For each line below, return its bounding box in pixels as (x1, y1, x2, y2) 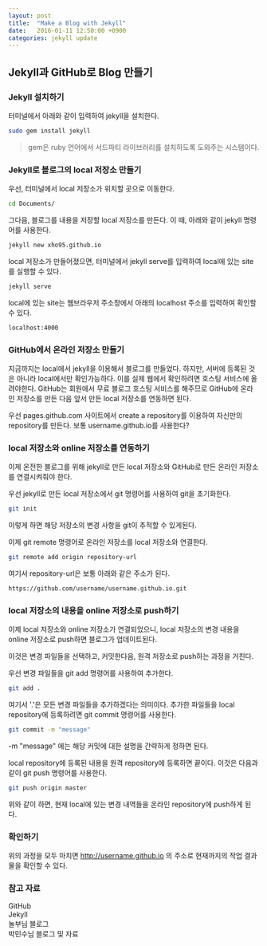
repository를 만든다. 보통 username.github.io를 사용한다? (8, 420, 190, 430)
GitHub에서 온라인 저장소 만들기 (8, 344, 125, 355)
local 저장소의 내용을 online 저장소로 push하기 (8, 605, 179, 616)
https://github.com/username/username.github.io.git (8, 584, 187, 593)
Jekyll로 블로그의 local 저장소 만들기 (8, 164, 142, 175)
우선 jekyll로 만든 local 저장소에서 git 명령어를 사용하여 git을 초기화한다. (8, 489, 231, 499)
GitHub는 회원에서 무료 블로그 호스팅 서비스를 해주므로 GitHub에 (37, 384, 239, 393)
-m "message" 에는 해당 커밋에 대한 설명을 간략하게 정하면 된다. (8, 741, 209, 751)
